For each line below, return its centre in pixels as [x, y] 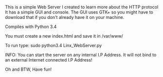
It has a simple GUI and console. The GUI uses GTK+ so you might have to [79, 12]
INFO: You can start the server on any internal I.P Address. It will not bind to [81, 55]
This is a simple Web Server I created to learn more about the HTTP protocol [82, 7]
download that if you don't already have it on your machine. [65, 17]
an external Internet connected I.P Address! [49, 60]
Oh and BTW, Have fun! [28, 69]
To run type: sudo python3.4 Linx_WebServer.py [54, 45]
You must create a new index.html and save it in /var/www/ [64, 36]
